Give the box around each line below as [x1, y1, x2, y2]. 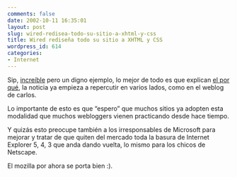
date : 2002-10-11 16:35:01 [7, 17, 87, 24]
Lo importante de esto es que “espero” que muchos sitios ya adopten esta [7, 104, 224, 113]
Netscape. [7, 147, 37, 156]
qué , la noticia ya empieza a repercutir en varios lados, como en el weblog [7, 83, 224, 92]
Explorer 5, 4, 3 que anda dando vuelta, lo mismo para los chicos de [7, 140, 206, 149]
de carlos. [7, 90, 37, 99]
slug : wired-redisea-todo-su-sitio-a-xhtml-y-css [7, 30, 157, 37]
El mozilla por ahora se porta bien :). [7, 161, 113, 170]
